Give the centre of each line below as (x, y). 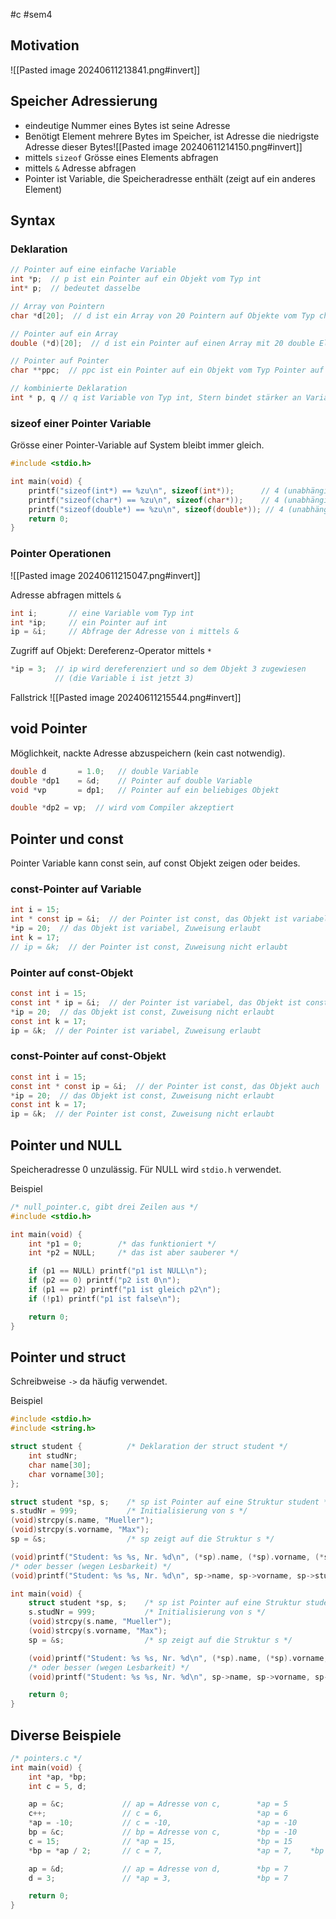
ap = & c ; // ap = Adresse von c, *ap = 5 (158, 1804)
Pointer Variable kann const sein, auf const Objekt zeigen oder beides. (155, 863)
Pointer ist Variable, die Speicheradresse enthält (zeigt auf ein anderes (170, 178)
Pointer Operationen (61, 554)
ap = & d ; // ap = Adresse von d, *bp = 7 (158, 1869)
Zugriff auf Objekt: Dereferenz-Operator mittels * (111, 651)
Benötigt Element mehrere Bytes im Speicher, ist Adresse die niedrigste (172, 136)
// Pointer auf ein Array (64, 334)
